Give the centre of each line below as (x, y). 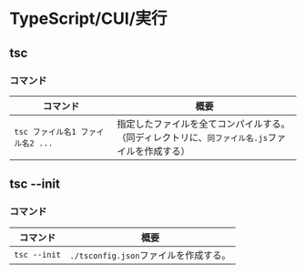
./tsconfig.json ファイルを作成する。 (150, 255)
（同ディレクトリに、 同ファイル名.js (193, 137)
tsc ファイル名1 (45, 132)
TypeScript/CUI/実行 (88, 19)
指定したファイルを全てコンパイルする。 (204, 124)
